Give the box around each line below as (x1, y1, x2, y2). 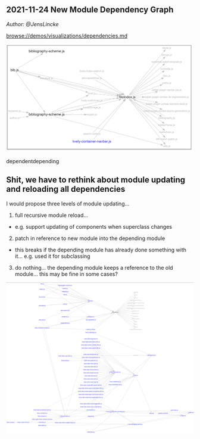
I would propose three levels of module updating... (6, 200, 130, 207)
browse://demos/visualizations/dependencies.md (6, 32, 128, 39)
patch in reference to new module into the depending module (14, 235, 165, 242)
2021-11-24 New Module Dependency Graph (6, 5, 174, 15)
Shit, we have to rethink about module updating (6, 175, 186, 185)
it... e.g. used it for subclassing (14, 253, 90, 260)
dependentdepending (6, 157, 60, 164)
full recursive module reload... (14, 211, 88, 219)
